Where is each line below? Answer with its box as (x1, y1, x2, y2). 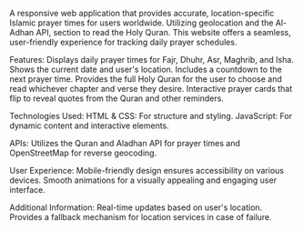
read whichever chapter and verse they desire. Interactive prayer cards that (9, 84, 293, 94)
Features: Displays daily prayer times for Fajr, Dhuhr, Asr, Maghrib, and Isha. (9, 55, 294, 65)
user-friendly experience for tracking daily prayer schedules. (9, 36, 237, 47)
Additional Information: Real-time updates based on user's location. (9, 202, 263, 213)
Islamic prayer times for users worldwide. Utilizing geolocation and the (9, 17, 274, 28)
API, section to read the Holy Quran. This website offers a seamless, (35, 27, 291, 37)
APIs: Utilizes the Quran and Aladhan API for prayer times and (9, 138, 241, 148)
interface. (9, 185, 45, 195)
